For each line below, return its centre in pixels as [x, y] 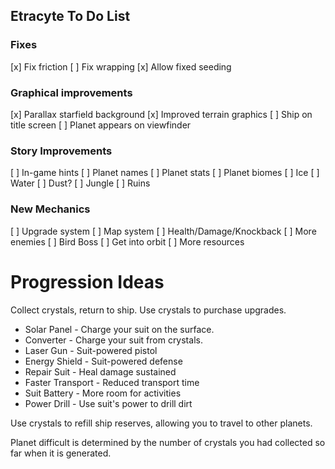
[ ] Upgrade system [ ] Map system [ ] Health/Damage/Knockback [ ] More [163, 231]
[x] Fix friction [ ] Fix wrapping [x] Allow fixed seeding [121, 66]
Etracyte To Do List [70, 16]
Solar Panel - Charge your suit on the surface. [119, 329]
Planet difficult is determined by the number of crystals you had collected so [168, 442]
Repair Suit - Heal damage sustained [100, 371]
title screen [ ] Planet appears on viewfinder [101, 125]
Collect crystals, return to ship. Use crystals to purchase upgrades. [148, 310]
